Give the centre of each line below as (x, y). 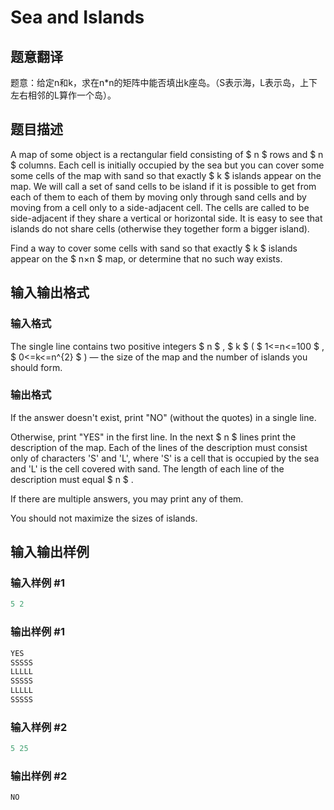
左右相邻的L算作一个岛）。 (63, 95)
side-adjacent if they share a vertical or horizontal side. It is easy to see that (166, 218)
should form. (36, 367)
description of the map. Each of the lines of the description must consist (159, 447)
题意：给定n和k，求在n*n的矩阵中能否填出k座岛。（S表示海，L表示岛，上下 (164, 82)
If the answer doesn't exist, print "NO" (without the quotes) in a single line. (163, 417)
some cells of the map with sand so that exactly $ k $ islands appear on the (166, 175)
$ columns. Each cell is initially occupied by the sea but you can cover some (167, 165)
